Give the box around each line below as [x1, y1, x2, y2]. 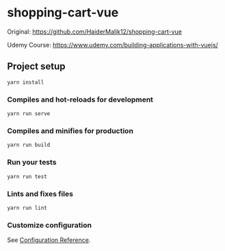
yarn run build [7, 142, 51, 149]
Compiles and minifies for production [7, 125, 133, 135]
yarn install [7, 79, 44, 86]
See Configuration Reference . [7, 236, 91, 244]
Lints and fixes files [7, 189, 74, 198]
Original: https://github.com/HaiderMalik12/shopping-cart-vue [7, 27, 183, 36]
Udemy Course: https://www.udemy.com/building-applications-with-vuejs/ [7, 40, 219, 49]
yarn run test [7, 173, 48, 180]
